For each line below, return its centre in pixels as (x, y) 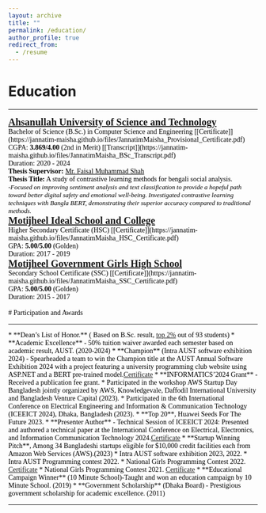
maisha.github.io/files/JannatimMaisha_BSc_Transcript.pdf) (92, 155)
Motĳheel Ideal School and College (82, 220)
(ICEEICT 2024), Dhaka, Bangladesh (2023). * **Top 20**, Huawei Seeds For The (125, 414)
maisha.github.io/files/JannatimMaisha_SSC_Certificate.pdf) (93, 281)
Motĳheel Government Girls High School (95, 263)
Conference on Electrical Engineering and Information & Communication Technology (128, 406)
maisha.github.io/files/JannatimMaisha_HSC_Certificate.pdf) (94, 238)
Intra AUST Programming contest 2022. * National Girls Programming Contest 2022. (127, 461)
